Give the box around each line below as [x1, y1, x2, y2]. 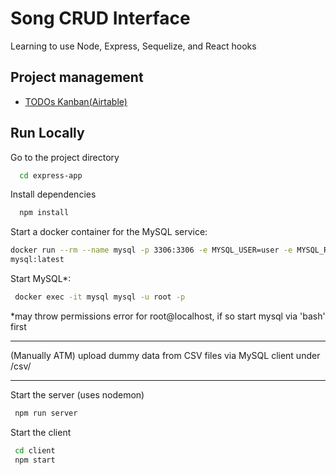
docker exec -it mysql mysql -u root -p [14, 292, 186, 302]
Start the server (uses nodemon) [10, 388, 145, 401]
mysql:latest [10, 255, 65, 265]
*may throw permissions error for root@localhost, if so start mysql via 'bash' [10, 310, 326, 322]
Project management [10, 69, 144, 86]
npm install [19, 208, 70, 218]
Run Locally [10, 125, 85, 142]
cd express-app [19, 170, 83, 181]
